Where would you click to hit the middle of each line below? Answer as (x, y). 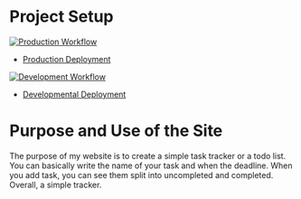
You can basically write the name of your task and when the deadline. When (151, 166)
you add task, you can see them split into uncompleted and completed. (141, 175)
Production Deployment (66, 59)
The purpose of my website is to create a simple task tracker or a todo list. (148, 156)
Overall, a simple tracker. (56, 185)
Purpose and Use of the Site (116, 131)
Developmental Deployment (74, 94)
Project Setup (62, 17)
